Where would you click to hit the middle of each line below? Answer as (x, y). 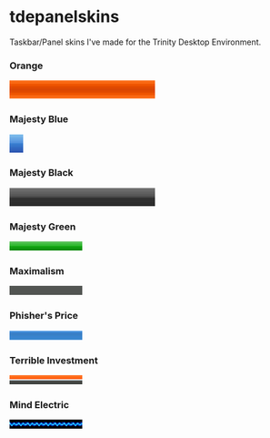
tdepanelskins (65, 17)
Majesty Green (43, 227)
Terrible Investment (54, 360)
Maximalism (37, 271)
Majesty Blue (39, 119)
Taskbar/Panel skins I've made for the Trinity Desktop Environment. (135, 42)
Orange (26, 66)
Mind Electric (40, 404)
